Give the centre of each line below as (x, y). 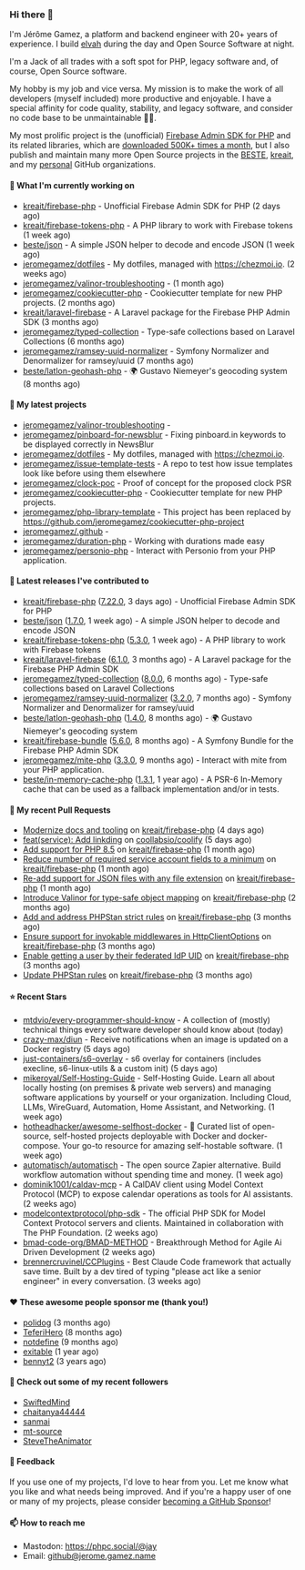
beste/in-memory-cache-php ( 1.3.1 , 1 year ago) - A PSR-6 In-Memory (152, 779)
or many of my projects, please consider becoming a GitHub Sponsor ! (140, 1501)
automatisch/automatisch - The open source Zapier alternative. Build (152, 1165)
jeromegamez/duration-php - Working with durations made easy (144, 541)
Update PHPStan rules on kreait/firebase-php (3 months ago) (137, 975)
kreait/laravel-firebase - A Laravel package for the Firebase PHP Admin (156, 312)
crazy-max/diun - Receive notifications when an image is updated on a (155, 1039)
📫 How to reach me (47, 1523)
